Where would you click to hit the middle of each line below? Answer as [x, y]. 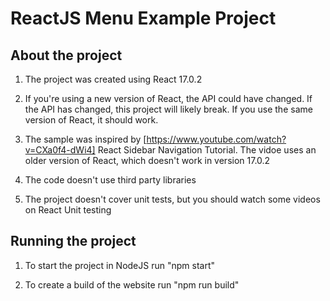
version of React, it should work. [91, 120]
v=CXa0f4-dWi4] [60, 150]
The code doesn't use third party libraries [110, 180]
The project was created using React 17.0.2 [113, 79]
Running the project [73, 241]
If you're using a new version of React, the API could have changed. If [168, 98]
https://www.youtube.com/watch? [216, 139]
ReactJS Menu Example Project [143, 18]
